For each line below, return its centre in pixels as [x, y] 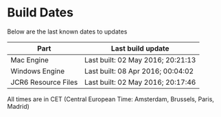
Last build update [140, 48]
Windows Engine [38, 71]
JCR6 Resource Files [44, 82]
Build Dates [40, 13]
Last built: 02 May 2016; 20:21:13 [140, 60]
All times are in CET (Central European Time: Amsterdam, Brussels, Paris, [111, 99]
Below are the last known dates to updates [67, 31]
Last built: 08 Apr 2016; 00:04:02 [139, 71]
